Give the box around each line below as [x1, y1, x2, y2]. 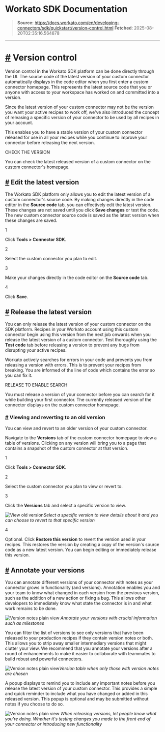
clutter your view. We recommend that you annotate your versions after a [5, 645, 153, 651]
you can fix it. [5, 372, 33, 378]
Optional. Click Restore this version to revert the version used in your [5, 536, 146, 542]
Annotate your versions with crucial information [60, 615, 157, 621]
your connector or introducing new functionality [5, 721, 102, 727]
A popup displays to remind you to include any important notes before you [5, 680, 156, 686]
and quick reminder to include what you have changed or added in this [5, 690, 148, 697]
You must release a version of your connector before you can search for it [5, 391, 155, 397]
